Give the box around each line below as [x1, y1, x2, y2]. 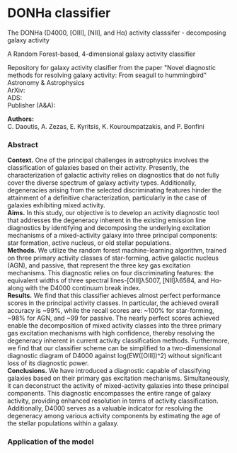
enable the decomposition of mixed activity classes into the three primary [7, 321, 221, 330]
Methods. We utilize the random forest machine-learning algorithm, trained [7, 246, 227, 255]
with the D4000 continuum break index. [25, 284, 141, 292]
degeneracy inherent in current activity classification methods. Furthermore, [7, 336, 230, 345]
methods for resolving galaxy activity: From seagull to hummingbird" [7, 71, 207, 79]
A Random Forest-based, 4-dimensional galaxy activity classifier [7, 50, 196, 58]
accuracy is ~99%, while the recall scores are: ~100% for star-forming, [7, 306, 214, 315]
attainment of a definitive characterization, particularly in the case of [7, 193, 207, 202]
